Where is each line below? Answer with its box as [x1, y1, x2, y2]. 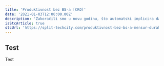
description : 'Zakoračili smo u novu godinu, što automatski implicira [5, 16, 154, 21]
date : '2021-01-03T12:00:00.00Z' [5, 12, 73, 17]
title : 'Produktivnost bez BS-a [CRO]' [5, 7, 86, 12]
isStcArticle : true [5, 21, 45, 26]
